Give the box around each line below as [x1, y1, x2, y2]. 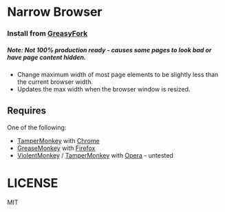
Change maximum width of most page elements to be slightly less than [17, 70, 219, 79]
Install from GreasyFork [7, 29, 88, 39]
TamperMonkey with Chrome [17, 136, 100, 145]
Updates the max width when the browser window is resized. [17, 85, 191, 94]
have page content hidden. [7, 53, 86, 61]
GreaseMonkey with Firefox [17, 144, 96, 152]
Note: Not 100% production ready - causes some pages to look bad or [7, 45, 212, 54]
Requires [7, 105, 47, 117]
